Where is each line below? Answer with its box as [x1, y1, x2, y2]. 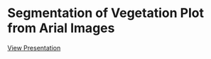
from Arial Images [7, 20, 115, 36]
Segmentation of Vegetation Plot [7, 5, 205, 21]
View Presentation [7, 43, 61, 52]
